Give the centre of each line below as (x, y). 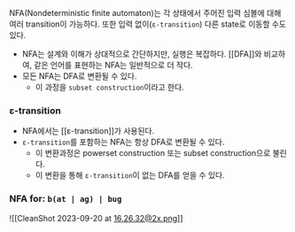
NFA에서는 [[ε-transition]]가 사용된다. (88, 131)
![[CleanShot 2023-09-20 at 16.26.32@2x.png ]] (96, 218)
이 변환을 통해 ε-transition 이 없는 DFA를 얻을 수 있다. (130, 175)
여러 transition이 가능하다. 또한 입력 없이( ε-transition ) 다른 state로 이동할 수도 (147, 24)
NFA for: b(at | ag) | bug (66, 199)
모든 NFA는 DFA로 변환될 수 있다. (79, 76)
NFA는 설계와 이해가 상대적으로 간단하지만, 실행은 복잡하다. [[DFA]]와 (142, 54)
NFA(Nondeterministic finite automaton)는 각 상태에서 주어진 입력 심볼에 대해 (145, 13)
